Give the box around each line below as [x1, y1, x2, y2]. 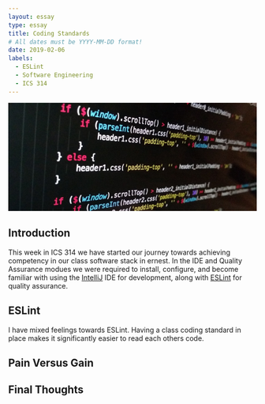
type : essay [8, 21, 47, 29]
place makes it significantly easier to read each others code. [8, 333, 204, 343]
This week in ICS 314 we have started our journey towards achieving [8, 247, 231, 257]
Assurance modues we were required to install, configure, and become [8, 264, 239, 274]
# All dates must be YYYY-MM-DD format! [8, 38, 144, 46]
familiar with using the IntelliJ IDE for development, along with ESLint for [8, 273, 242, 282]
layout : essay [8, 13, 55, 21]
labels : [8, 55, 34, 62]
